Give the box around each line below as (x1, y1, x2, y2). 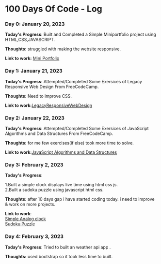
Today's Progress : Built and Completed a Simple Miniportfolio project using (5, 31, 156, 37)
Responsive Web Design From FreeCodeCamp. (5, 84, 99, 89)
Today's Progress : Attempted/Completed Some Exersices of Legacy (5, 78, 142, 84)
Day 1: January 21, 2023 (5, 68, 63, 74)
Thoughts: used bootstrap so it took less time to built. (5, 253, 113, 259)
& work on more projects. (5, 202, 56, 207)
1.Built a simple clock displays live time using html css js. (5, 182, 118, 188)
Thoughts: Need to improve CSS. (5, 93, 72, 99)
